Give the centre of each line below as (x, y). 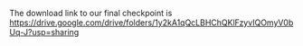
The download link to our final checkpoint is (91, 13)
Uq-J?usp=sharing (44, 32)
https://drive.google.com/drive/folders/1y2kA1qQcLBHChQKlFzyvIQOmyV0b (151, 23)
